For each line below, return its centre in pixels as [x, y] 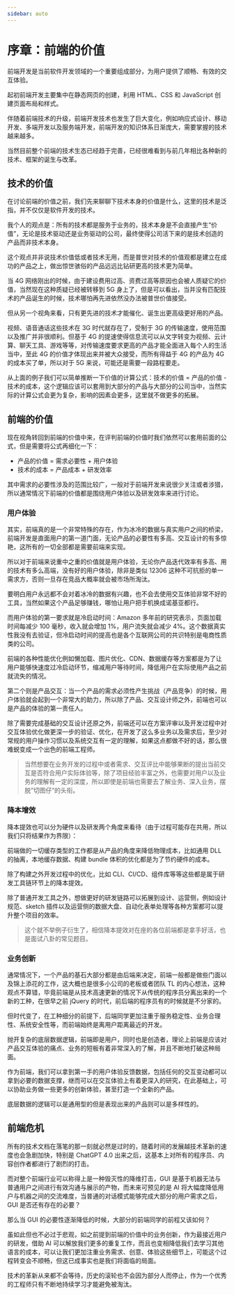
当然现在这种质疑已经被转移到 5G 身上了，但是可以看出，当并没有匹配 [120, 290]
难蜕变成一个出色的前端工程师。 [53, 749]
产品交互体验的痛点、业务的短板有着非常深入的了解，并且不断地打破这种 [111, 1049]
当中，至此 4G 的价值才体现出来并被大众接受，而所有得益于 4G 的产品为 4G [116, 354]
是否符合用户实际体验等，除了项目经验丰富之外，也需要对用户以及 [125, 773]
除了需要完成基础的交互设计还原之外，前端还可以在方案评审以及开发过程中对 [117, 723]
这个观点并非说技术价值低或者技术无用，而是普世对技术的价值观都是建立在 [114, 257]
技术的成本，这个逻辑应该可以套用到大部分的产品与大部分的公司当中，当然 [114, 386]
